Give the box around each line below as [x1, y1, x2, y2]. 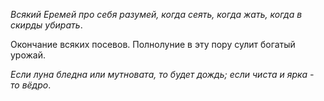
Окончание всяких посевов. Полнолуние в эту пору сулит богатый [10, 39, 296, 50]
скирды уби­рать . [10, 19, 83, 31]
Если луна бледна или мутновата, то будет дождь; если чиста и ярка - [10, 69, 315, 80]
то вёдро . [10, 79, 52, 91]
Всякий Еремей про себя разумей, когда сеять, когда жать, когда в [10, 9, 303, 20]
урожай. [10, 49, 47, 61]
